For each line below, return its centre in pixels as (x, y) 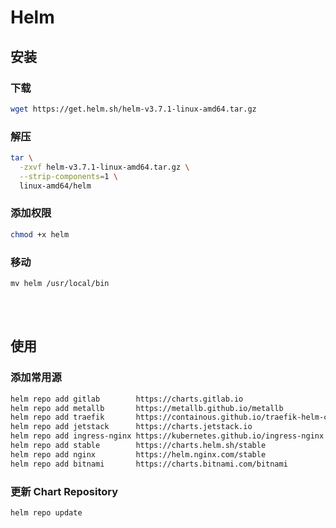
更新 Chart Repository (64, 491)
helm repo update (46, 513)
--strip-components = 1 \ (68, 176)
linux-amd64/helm (55, 186)
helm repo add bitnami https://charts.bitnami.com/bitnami (149, 464)
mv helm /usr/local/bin (60, 284)
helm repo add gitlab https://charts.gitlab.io (127, 399)
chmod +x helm (40, 234)
